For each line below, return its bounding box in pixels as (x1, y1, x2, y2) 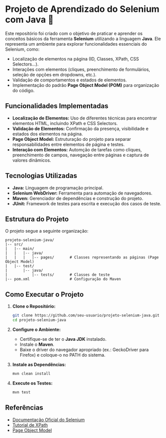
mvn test (12, 389, 31, 395)
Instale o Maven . (19, 341, 55, 347)
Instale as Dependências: (12, 361, 66, 368)
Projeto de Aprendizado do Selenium (5, 3, 160, 15)
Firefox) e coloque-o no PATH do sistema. (19, 352, 106, 358)
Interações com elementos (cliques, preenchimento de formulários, (12, 66, 150, 72)
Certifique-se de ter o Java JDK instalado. (19, 336, 107, 342)
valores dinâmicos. (12, 157, 51, 163)
